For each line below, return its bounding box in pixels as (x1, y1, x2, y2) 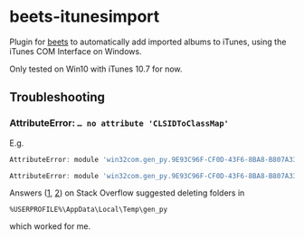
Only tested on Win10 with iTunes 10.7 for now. (9, 63, 183, 74)
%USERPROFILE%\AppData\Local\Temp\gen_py (9, 206, 168, 215)
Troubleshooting (9, 90, 106, 105)
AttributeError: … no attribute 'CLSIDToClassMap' (9, 117, 229, 129)
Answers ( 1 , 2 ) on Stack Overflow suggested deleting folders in (9, 187, 245, 198)
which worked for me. (9, 221, 91, 232)
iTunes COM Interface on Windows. (9, 45, 142, 56)
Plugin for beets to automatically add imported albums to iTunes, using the (9, 36, 287, 47)
